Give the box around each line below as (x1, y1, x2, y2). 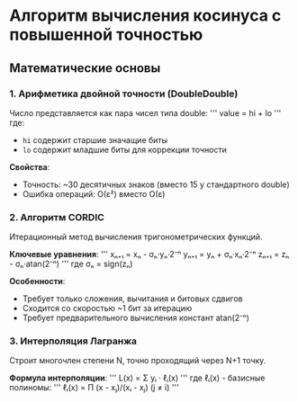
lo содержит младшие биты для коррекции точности (22, 144, 228, 155)
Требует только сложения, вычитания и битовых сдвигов (22, 293, 243, 304)
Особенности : (9, 276, 66, 287)
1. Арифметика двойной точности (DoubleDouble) (9, 87, 239, 100)
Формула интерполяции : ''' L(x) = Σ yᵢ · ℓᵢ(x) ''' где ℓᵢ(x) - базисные (9, 372, 266, 383)
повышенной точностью (9, 24, 203, 45)
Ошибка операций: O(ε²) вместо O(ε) (22, 188, 166, 199)
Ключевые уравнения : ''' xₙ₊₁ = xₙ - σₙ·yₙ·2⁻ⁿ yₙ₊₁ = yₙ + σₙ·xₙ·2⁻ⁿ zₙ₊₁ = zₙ (9, 249, 290, 260)
